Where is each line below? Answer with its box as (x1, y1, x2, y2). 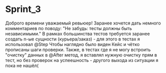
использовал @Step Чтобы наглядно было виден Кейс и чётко (5, 41, 140, 47)
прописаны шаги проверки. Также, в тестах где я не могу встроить (5, 46, 151, 52)
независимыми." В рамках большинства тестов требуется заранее (5, 30, 150, 36)
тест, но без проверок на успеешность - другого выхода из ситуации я (5, 57, 158, 63)
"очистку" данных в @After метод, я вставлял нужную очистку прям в (5, 51, 157, 58)
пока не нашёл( (5, 62, 39, 68)
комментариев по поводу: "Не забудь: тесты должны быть (5, 25, 132, 31)
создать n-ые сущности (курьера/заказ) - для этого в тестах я (5, 36, 140, 42)
